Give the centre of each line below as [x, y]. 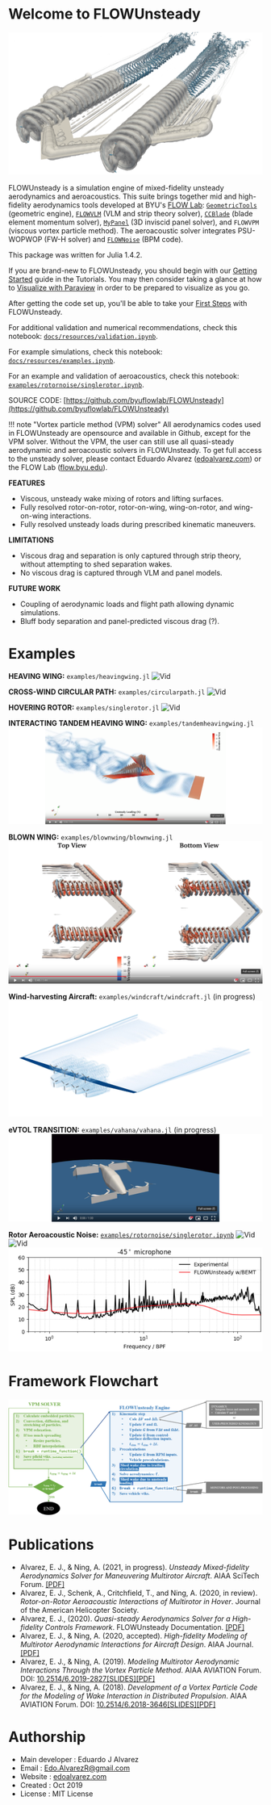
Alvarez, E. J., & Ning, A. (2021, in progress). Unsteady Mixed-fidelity [135, 1567]
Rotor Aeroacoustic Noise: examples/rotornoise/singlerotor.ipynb [121, 1235]
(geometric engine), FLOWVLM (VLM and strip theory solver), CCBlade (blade [131, 214]
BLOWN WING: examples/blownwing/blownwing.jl [91, 837]
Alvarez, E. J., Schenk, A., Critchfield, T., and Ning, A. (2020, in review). [139, 1593]
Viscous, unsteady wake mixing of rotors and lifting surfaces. [122, 499]
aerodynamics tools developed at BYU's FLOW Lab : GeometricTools [145, 205]
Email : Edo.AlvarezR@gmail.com [75, 1768]
